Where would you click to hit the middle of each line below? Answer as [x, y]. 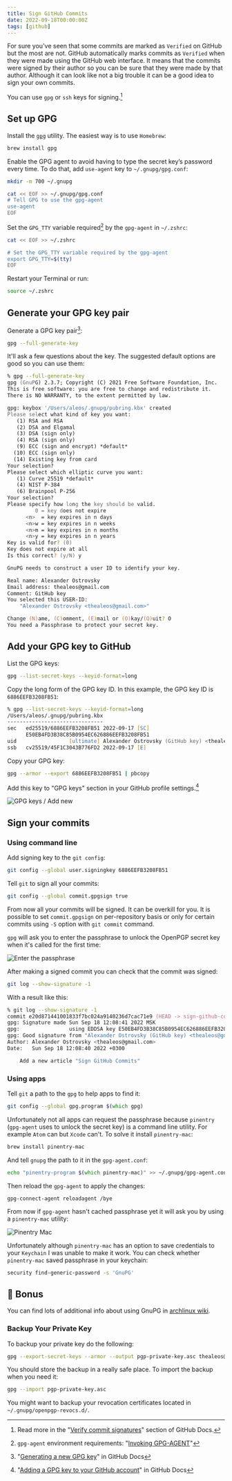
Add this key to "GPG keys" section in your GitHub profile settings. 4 [103, 787]
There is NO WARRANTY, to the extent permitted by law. [89, 396]
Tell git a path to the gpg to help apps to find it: [74, 1093]
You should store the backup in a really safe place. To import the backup [110, 1369]
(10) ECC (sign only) [45, 453]
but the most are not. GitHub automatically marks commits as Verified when [116, 53]
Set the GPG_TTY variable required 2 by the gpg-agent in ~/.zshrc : [97, 227]
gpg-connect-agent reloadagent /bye [60, 1199]
